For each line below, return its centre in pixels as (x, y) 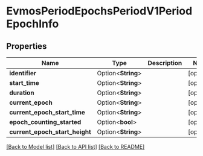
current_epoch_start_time (47, 112)
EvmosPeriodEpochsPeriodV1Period (99, 11)
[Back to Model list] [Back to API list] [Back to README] (76, 147)
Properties (27, 46)
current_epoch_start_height (50, 132)
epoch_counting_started (45, 122)
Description (165, 63)
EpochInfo (33, 24)
